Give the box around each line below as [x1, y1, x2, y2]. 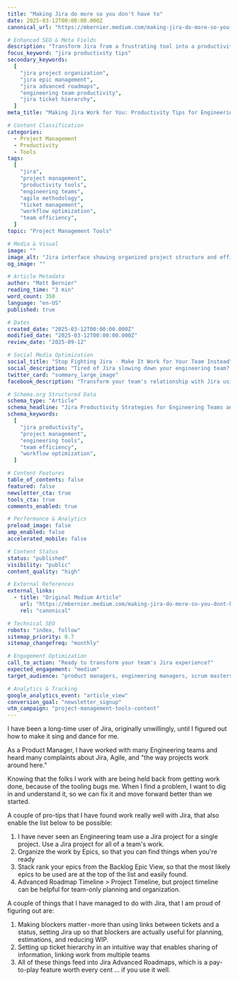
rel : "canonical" [20, 607, 72, 614]
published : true [7, 306, 55, 313]
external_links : [7, 587, 55, 595]
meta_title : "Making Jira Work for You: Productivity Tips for [7, 109, 198, 116]
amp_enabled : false [7, 529, 65, 536]
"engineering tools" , [20, 437, 84, 444]
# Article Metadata [7, 273, 65, 281]
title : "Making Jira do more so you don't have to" [7, 10, 163, 18]
